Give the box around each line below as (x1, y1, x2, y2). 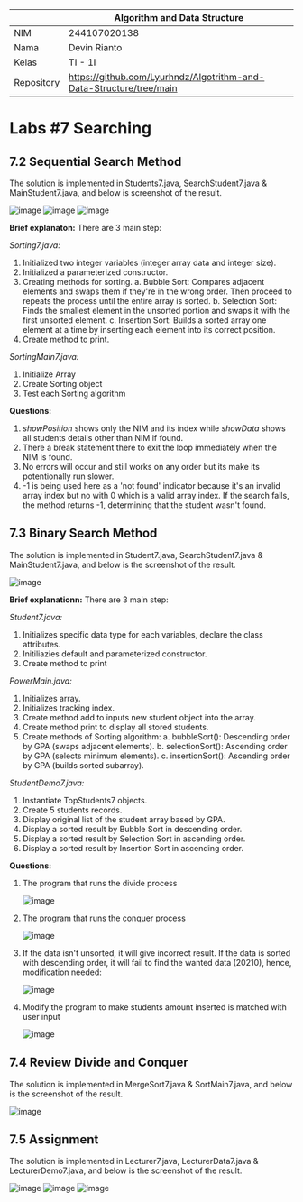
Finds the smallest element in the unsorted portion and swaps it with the (22, 306, 291, 316)
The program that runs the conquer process (22, 913, 187, 923)
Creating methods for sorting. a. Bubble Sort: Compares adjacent (22, 277, 265, 287)
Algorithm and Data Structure (114, 12, 244, 23)
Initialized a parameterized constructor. (22, 267, 169, 278)
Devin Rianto (69, 41, 123, 53)
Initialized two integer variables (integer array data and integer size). (22, 257, 277, 268)
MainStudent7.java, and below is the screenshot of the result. (9, 559, 236, 570)
